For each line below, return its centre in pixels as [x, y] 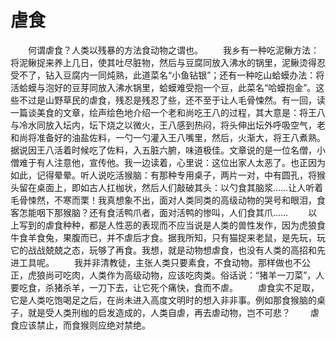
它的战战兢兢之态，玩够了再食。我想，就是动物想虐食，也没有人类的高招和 [163, 250]
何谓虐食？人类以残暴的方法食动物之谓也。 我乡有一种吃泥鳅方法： [173, 50]
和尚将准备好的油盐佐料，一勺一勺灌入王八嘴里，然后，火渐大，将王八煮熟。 [168, 137]
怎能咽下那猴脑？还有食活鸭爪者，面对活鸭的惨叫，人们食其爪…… [153, 212]
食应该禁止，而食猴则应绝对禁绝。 [80, 325]
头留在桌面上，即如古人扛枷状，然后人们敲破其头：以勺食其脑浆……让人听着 [167, 187]
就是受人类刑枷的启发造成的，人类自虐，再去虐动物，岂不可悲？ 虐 [173, 312]
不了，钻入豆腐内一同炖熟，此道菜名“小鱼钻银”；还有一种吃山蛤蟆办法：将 [171, 75]
